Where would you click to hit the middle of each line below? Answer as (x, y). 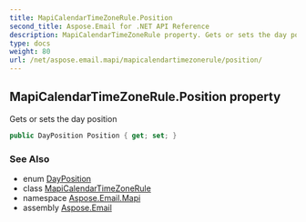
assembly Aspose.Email (67, 207)
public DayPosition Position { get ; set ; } (93, 136)
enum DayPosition (57, 178)
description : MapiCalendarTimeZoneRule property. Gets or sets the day (148, 35)
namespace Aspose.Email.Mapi (82, 197)
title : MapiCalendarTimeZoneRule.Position (91, 18)
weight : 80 (30, 52)
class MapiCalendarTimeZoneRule (87, 188)
